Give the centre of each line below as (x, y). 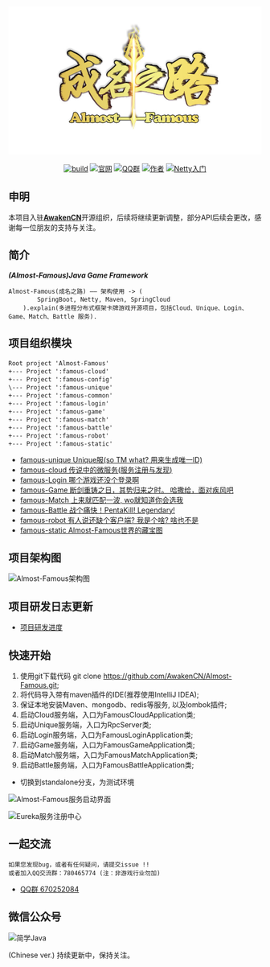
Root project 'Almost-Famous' (59, 363)
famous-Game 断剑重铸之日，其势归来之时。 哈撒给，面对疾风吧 (127, 490)
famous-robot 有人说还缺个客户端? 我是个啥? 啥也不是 (109, 520)
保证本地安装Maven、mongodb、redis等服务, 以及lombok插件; (123, 705)
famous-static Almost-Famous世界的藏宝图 (91, 530)
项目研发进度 (41, 628)
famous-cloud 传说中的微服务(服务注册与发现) (96, 470)
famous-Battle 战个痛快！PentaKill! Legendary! (97, 510)
